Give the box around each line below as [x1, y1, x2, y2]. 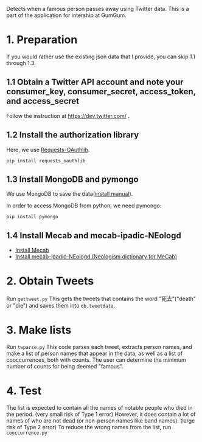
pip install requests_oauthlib [6, 157, 86, 164]
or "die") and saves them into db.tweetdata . [6, 302, 116, 309]
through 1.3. [6, 59, 37, 66]
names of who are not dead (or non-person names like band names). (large [6, 417, 195, 424]
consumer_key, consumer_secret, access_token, [6, 86, 196, 97]
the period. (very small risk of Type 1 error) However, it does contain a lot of [6, 410, 196, 418]
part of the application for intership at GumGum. [6, 12, 127, 19]
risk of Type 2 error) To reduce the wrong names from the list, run [6, 424, 172, 430]
